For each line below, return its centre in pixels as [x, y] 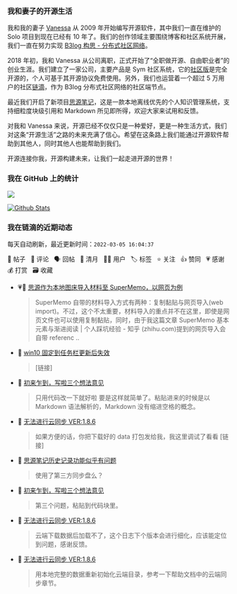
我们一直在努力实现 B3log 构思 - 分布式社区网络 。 [79, 46]
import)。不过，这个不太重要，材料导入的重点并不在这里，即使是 [129, 311]
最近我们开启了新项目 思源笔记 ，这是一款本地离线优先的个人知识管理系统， [115, 102]
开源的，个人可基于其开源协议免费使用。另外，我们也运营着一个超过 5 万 [113, 78]
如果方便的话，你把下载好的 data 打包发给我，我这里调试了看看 [127, 436]
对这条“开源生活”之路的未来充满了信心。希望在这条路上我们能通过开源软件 [115, 135]
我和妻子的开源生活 [40, 11]
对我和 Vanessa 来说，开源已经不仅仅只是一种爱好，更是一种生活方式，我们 [117, 126]
